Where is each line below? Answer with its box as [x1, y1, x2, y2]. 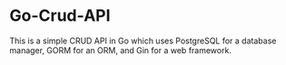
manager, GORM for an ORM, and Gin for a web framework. [9, 44, 232, 55]
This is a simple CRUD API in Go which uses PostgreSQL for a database [9, 35, 277, 46]
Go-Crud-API [9, 5, 111, 26]
